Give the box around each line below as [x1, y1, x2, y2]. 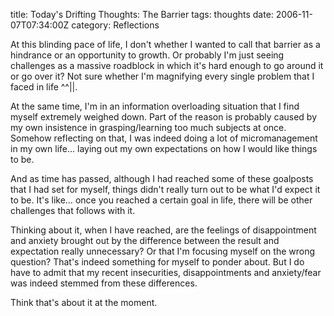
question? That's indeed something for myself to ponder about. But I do [10, 256, 305, 268]
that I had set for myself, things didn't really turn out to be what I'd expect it [10, 184, 321, 195]
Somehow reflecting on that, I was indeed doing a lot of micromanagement [10, 132, 318, 144]
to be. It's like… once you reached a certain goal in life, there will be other [10, 194, 313, 206]
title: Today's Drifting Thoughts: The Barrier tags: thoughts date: [10, 9, 274, 20]
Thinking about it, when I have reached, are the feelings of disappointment [10, 224, 317, 236]
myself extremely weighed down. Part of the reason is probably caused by [10, 111, 318, 123]
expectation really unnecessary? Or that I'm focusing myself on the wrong [10, 245, 316, 257]
